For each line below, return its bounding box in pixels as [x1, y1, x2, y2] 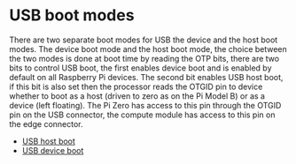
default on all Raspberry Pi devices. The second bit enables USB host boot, [9, 71, 284, 82]
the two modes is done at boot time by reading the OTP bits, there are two [9, 53, 280, 63]
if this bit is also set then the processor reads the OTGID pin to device [9, 81, 263, 92]
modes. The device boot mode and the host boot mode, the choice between [9, 43, 288, 54]
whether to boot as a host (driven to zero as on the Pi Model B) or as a [9, 90, 266, 101]
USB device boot [21, 145, 84, 155]
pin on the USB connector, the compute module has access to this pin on [9, 109, 276, 120]
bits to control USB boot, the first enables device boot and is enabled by [9, 63, 272, 73]
